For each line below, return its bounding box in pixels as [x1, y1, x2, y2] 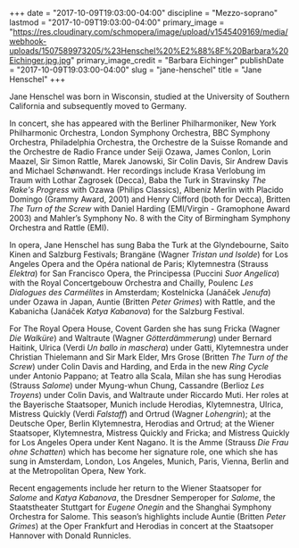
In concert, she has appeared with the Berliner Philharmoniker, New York [9, 118, 277, 129]
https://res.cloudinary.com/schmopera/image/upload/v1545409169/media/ [12, 27, 288, 37]
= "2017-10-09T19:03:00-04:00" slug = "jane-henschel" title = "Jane [9, 64, 262, 75]
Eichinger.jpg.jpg [9, 55, 71, 65]
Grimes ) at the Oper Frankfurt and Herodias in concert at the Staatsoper [9, 521, 274, 531]
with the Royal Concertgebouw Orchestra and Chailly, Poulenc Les [9, 278, 254, 288]
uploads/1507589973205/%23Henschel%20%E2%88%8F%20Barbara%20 [9, 46, 289, 56]
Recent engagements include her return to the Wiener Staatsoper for [9, 483, 262, 494]
